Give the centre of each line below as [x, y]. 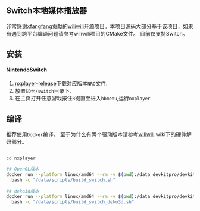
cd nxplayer [21, 158]
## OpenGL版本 [23, 169]
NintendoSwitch [27, 70]
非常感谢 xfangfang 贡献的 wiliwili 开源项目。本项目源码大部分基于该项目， [95, 26]
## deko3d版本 [23, 191]
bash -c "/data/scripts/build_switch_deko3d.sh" [73, 202]
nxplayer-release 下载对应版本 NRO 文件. [61, 84]
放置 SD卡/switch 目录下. [43, 91]
